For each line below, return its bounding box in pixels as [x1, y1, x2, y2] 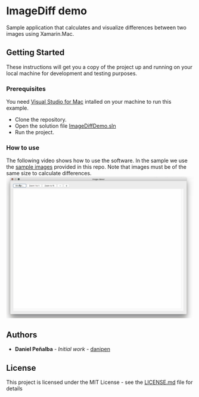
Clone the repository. [14, 116, 67, 123]
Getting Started [6, 48, 65, 58]
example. [6, 104, 29, 111]
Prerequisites [6, 85, 46, 93]
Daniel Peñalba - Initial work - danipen [14, 346, 110, 353]
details [6, 385, 23, 392]
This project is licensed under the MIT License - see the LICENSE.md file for [6, 379, 193, 386]
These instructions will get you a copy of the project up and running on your [6, 63, 192, 70]
